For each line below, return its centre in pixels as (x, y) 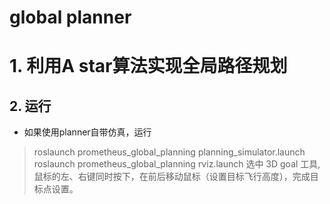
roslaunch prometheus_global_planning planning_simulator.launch (169, 152)
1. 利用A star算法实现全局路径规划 (148, 66)
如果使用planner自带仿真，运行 (87, 132)
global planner (70, 17)
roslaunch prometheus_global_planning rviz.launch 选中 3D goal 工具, (177, 164)
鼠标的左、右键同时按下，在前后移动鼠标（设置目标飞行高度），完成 (172, 177)
